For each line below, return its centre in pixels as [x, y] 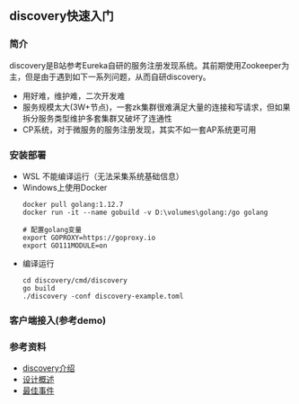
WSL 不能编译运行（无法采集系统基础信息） [103, 176]
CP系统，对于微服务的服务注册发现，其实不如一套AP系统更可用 [139, 130]
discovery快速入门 [62, 16]
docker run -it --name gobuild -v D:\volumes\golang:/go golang [145, 212]
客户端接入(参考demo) [57, 320]
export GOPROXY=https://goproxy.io [89, 238]
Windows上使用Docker [65, 187]
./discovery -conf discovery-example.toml [103, 296]
